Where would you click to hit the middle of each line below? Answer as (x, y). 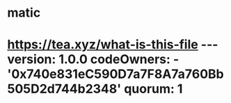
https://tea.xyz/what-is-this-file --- (113, 45)
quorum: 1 (153, 89)
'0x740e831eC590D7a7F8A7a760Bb (115, 74)
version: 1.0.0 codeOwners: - (93, 60)
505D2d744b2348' (64, 89)
